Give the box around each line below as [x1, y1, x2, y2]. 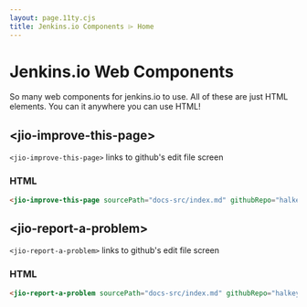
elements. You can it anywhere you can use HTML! [9, 101, 201, 112]
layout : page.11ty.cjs [9, 13, 96, 23]
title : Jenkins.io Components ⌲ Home [9, 22, 154, 31]
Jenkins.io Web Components [9, 61, 235, 82]
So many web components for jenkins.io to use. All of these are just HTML [9, 91, 289, 102]
